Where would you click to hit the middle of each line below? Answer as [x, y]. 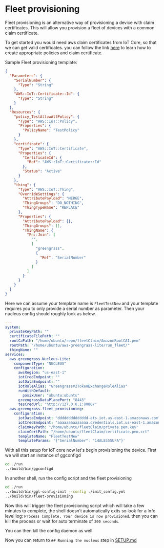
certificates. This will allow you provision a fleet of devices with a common [80, 27]
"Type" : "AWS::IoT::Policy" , [48, 121]
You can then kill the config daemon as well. [49, 530]
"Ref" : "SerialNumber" [63, 258]
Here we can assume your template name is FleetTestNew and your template [82, 303]
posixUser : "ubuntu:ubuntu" [51, 395]
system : [13, 327]
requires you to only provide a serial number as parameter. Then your [75, 308]
